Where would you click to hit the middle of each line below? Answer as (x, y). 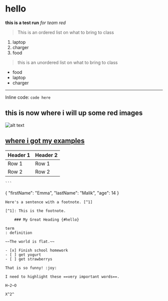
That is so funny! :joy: (31, 268)
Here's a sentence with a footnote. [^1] (49, 202)
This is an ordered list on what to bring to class (65, 32)
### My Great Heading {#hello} (47, 219)
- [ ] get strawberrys (29, 259)
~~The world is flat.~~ (30, 241)
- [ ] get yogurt (23, 255)
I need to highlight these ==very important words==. (62, 276)
